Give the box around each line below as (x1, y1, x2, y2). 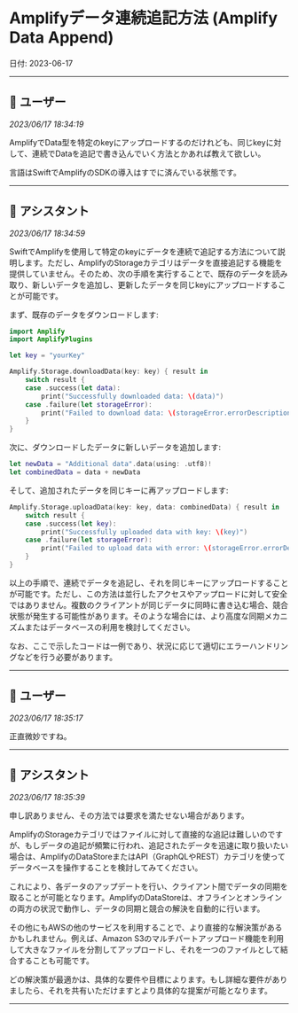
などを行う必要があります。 (16, 651, 118, 662)
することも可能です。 (16, 955, 95, 966)
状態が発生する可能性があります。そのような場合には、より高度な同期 (9, 611, 265, 621)
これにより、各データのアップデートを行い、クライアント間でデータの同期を (9, 881, 288, 892)
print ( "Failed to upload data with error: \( (41, 544, 213, 553)
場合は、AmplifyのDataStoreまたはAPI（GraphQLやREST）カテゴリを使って (9, 851, 286, 861)
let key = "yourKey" (9, 351, 86, 360)
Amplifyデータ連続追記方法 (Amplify (9, 8, 278, 28)
